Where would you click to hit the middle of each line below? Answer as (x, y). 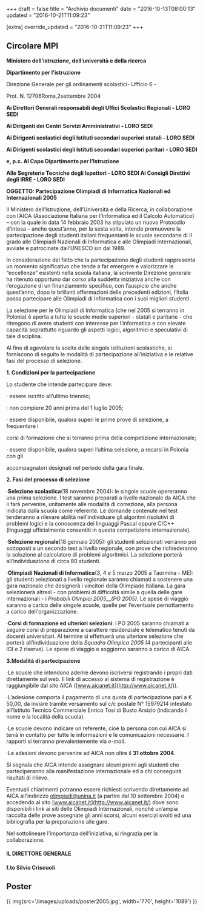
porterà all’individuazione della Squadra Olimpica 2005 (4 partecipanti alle (99, 642)
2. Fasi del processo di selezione (48, 479)
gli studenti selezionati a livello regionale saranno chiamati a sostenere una (99, 579)
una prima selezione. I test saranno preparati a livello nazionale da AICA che (101, 498)
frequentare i (22, 426)
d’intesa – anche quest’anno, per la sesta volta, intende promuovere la (94, 229)
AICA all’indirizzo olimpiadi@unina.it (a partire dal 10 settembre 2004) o (95, 796)
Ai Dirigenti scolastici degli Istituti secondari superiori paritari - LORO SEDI (102, 149)
